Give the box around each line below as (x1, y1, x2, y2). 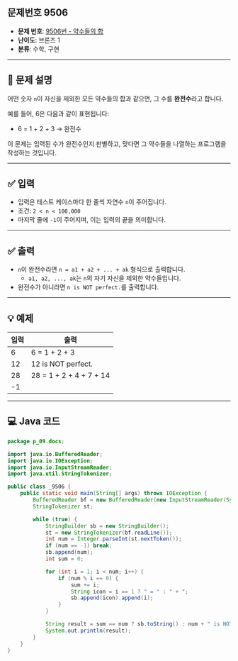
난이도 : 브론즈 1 (17, 35, 60, 44)
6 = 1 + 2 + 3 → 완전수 (17, 124, 81, 133)
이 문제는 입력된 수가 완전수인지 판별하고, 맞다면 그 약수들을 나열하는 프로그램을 (7, 139, 227, 148)
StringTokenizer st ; (33, 503, 93, 510)
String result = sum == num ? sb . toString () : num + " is (45, 621, 220, 628)
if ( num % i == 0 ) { (57, 574, 119, 582)
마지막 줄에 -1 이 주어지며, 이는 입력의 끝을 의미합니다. (17, 216, 166, 224)
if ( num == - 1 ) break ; (45, 542, 113, 550)
